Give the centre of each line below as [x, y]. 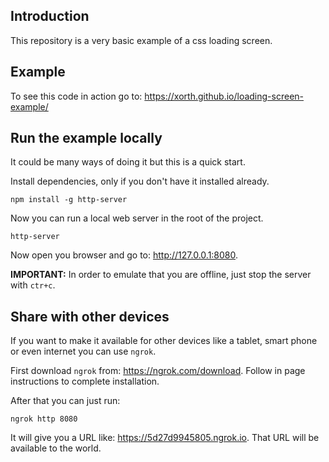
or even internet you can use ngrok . [83, 351]
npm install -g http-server [69, 200]
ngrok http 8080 [44, 419]
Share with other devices [90, 316]
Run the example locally [86, 138]
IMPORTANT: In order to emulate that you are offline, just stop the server [161, 275]
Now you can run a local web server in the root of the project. [137, 218]
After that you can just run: [65, 401]
